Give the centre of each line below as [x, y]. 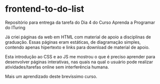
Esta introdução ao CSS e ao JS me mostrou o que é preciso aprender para [80, 56]
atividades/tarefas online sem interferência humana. [57, 67]
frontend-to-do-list [45, 9]
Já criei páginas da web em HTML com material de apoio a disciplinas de [78, 37]
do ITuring [15, 27]
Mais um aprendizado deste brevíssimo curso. [51, 76]
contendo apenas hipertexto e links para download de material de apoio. [77, 47]
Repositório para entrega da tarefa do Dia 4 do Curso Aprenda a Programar [80, 22]
